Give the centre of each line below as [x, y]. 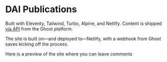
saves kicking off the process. [37, 44]
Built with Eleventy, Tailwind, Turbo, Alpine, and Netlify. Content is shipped [83, 23]
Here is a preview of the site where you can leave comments [69, 54]
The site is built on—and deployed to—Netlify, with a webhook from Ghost [83, 39]
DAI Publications [41, 9]
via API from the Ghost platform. [39, 28]
